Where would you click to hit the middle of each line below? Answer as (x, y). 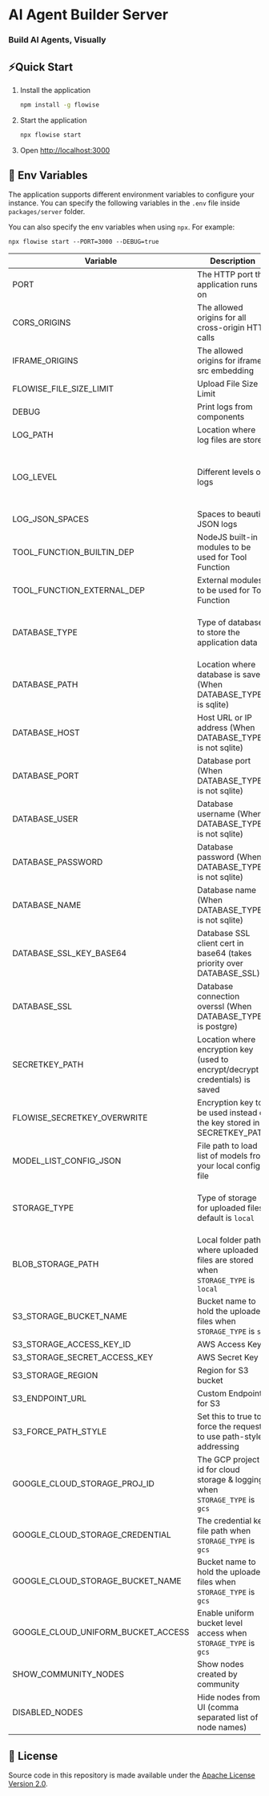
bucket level (220, 1624)
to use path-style (230, 1437)
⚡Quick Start (41, 67)
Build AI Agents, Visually (57, 40)
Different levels (226, 472)
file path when (224, 1531)
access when (222, 1633)
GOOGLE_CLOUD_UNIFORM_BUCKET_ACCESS (101, 1632)
